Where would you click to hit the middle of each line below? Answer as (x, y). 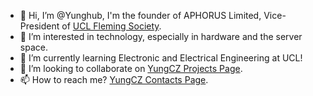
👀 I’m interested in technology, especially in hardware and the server (161, 36)
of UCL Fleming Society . (111, 26)
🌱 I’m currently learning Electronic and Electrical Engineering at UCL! (161, 58)
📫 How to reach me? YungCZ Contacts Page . (114, 79)
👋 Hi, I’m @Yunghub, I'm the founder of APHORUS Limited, (140, 15)
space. (33, 47)
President (39, 26)
